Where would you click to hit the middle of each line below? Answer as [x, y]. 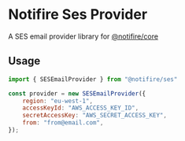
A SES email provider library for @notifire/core [83, 36]
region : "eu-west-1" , [57, 101]
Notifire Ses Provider [78, 15]
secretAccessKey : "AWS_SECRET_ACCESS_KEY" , [95, 116]
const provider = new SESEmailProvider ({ [77, 93]
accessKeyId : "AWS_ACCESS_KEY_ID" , [81, 108]
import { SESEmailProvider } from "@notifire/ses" [93, 79]
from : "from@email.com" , [63, 123]
